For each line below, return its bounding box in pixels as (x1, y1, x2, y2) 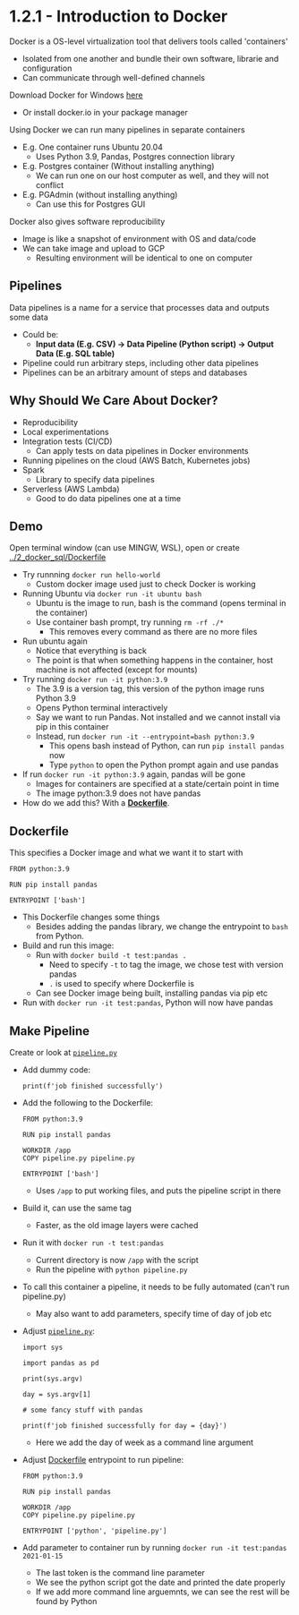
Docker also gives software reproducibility (9, 216, 166, 226)
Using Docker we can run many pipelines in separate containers (9, 124, 245, 135)
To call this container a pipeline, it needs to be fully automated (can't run (21, 1282, 290, 1292)
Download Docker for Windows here (9, 90, 143, 100)
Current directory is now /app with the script (35, 1255, 199, 1265)
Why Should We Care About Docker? (9, 393, 218, 408)
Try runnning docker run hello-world (21, 569, 161, 580)
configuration (21, 63, 73, 73)
